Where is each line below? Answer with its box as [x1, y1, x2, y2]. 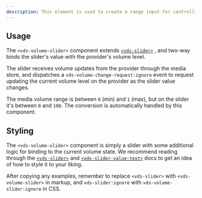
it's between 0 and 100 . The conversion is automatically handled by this [6, 102, 182, 109]
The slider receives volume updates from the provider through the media [6, 65, 186, 72]
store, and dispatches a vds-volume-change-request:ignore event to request [6, 71, 194, 79]
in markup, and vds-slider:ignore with [45, 179, 142, 186]
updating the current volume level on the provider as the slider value [6, 77, 176, 85]
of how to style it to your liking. [6, 161, 83, 168]
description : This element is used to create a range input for [6, 8, 171, 15]
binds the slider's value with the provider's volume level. [6, 53, 145, 61]
